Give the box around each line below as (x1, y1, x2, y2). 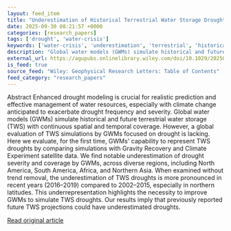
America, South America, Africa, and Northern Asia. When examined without (7, 166, 224, 174)
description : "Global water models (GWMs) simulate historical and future (7, 49, 226, 56)
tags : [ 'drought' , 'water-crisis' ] (7, 36, 109, 43)
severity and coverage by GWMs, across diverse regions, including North (7, 159, 215, 168)
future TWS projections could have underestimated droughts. (7, 203, 181, 211)
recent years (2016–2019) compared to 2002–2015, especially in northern (7, 181, 215, 190)
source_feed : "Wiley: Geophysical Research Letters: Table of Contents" (7, 68, 220, 74)
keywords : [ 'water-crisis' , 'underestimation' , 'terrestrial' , (7, 42, 192, 49)
